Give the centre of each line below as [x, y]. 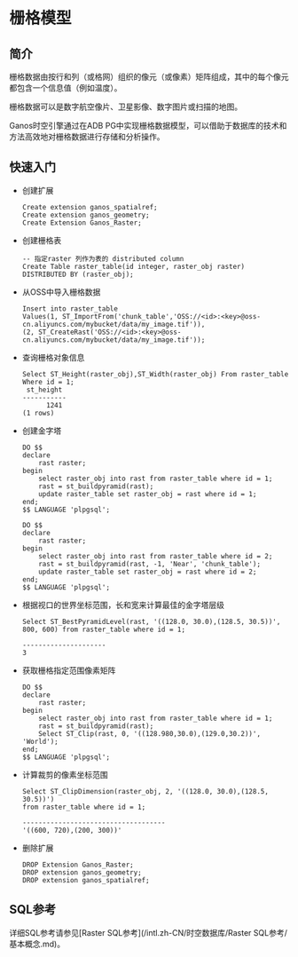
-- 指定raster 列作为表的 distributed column [103, 258]
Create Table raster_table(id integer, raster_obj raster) [133, 266]
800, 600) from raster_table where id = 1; [104, 629]
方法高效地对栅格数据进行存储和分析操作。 [87, 137]
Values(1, [40, 316]
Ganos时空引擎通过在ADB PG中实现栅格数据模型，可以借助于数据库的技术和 [148, 126]
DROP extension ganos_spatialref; [86, 880]
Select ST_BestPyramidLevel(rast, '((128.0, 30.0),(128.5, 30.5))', [151, 621]
